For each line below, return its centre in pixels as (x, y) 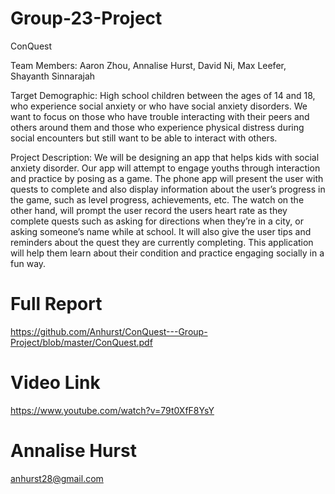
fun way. (28, 263)
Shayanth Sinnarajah (53, 76)
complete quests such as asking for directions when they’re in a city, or (157, 221)
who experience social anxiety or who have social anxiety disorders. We (159, 106)
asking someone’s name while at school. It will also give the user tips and (161, 231)
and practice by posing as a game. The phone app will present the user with (167, 178)
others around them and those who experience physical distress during (157, 127)
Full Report (56, 304)
